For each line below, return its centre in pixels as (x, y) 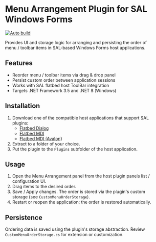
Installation (22, 106)
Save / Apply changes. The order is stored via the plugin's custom (78, 192)
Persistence (24, 217)
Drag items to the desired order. (44, 187)
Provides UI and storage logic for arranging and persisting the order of (76, 42)
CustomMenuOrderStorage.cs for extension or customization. (64, 235)
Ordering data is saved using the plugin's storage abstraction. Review (75, 229)
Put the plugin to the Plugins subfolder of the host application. (75, 149)
